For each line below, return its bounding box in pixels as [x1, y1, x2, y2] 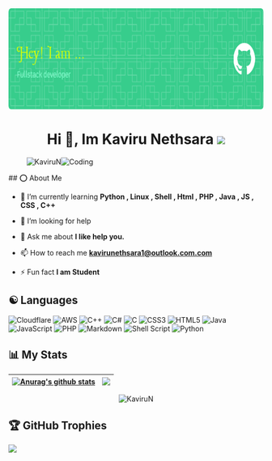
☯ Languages [8, 294, 79, 307]
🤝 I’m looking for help [19, 216, 91, 226]
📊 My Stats [8, 348, 68, 362]
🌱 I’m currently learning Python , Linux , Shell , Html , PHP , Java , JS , [19, 192, 254, 201]
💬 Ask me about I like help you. [19, 231, 125, 241]
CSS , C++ [19, 200, 56, 209]
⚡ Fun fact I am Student [19, 267, 100, 277]
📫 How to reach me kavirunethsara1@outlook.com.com [19, 247, 213, 257]
